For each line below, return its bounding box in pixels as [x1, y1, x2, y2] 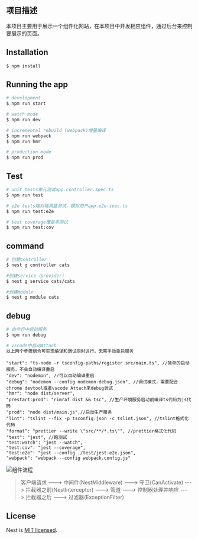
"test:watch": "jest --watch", [6, 440, 83, 446]
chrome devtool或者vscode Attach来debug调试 [6, 385, 113, 391]
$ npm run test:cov [6, 224, 54, 231]
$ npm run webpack [6, 133, 51, 139]
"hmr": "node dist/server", [6, 390, 76, 396]
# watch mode [6, 111, 38, 117]
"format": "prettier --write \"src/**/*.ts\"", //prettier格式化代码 [6, 428, 177, 434]
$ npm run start [6, 101, 46, 106]
